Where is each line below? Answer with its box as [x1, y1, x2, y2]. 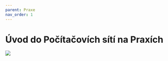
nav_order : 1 [5, 12, 33, 17]
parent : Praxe [5, 7, 36, 13]
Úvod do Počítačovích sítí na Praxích [5, 34, 163, 45]
